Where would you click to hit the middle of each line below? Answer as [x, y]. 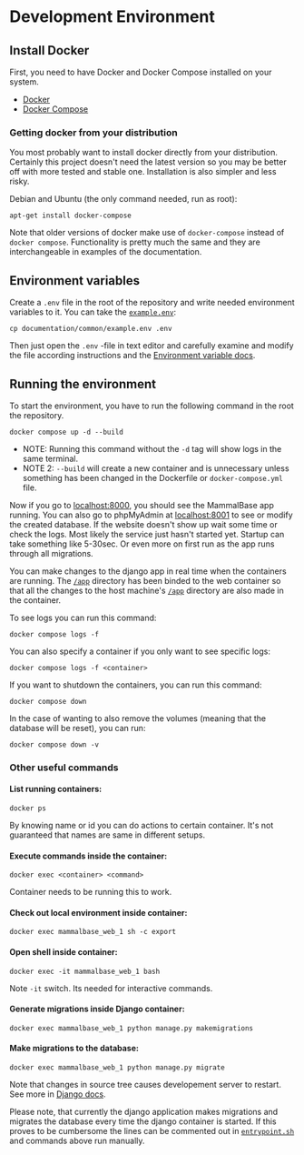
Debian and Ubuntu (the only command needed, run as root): [123, 199]
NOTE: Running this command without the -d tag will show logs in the [152, 448]
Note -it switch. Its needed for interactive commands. [111, 988]
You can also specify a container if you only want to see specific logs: [140, 651]
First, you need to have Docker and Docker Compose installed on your [141, 72]
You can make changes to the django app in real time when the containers [148, 571]
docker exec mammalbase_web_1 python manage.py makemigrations [132, 1028]
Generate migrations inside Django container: [97, 1009]
